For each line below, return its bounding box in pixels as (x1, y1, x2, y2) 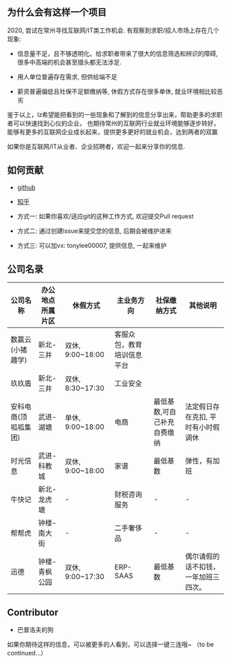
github (16, 183, 36, 191)
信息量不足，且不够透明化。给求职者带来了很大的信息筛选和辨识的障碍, (16, 49, 218, 57)
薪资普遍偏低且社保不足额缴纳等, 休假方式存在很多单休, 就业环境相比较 (16, 87, 217, 95)
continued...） (7, 649, 47, 657)
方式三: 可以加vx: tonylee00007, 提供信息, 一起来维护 (16, 241, 167, 249)
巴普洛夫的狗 (16, 626, 54, 634)
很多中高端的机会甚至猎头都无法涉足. (16, 58, 122, 66)
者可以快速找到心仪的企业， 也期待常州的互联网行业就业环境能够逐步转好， (7, 119, 220, 127)
